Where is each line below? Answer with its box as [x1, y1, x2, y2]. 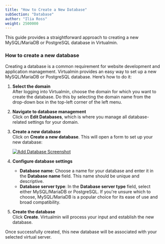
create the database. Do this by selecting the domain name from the [12, 94, 151, 100]
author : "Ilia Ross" [5, 16, 48, 21]
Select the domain [12, 83, 51, 89]
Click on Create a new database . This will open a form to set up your [12, 134, 153, 139]
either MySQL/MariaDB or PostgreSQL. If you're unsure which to [19, 188, 151, 195]
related [12, 119, 27, 125]
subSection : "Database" [5, 12, 54, 17]
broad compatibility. [19, 199, 61, 205]
